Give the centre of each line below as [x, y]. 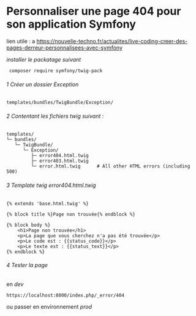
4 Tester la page [27, 265]
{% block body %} [28, 225]
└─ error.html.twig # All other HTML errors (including [111, 166]
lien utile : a [21, 41]
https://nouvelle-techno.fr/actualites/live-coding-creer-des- [112, 41]
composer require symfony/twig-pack [56, 71]
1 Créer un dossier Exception [43, 84]
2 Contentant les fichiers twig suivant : [55, 116]
